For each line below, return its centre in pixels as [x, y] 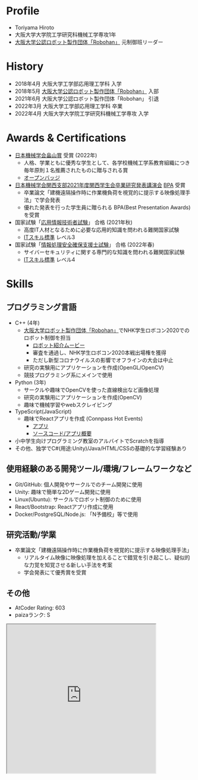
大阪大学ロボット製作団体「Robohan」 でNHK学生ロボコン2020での [107, 330]
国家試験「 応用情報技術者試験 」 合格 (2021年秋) [73, 222]
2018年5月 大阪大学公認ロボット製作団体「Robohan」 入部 [87, 91]
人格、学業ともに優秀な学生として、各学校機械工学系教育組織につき [107, 163]
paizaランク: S [32, 615]
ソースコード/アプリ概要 [62, 433]
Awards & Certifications [66, 138]
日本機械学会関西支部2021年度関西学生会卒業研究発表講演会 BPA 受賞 [100, 185]
